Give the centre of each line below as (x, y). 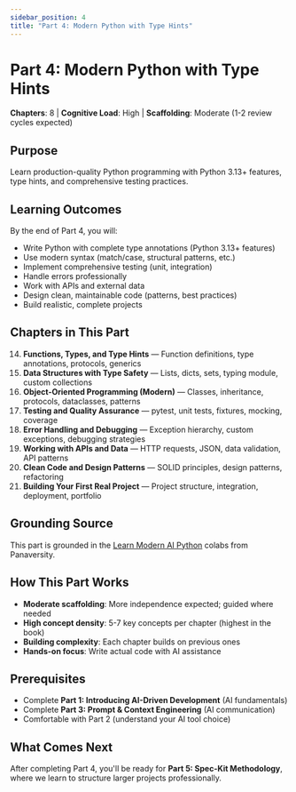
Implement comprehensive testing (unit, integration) (117, 267)
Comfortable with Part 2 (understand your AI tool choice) (127, 719)
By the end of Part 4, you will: (64, 231)
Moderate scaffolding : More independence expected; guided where (148, 604)
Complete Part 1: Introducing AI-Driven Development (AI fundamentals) (155, 700)
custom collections (57, 382)
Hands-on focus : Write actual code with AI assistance (122, 651)
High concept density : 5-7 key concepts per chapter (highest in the (147, 622)
